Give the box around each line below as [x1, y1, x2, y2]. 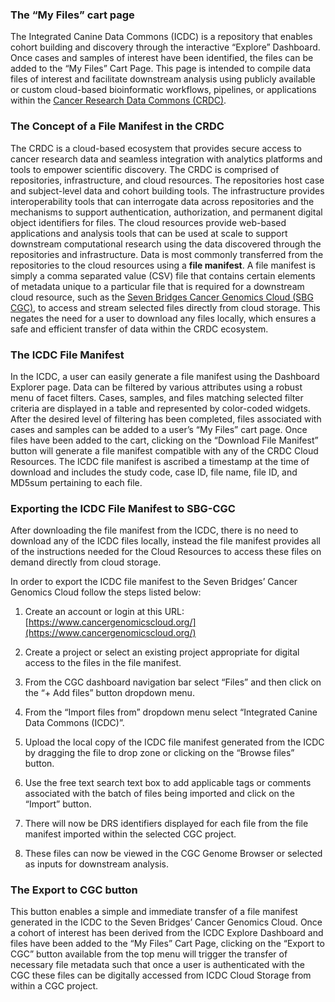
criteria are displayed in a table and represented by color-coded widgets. [10, 402, 311, 414]
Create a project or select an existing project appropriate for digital [24, 646, 300, 658]
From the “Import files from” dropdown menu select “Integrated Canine [24, 706, 318, 718]
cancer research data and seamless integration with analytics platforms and [10, 153, 323, 165]
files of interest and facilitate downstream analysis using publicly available [10, 73, 316, 85]
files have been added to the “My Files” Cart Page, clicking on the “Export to [10, 938, 325, 950]
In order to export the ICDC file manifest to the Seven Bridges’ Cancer [10, 576, 298, 588]
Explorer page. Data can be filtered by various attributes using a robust [10, 381, 303, 393]
